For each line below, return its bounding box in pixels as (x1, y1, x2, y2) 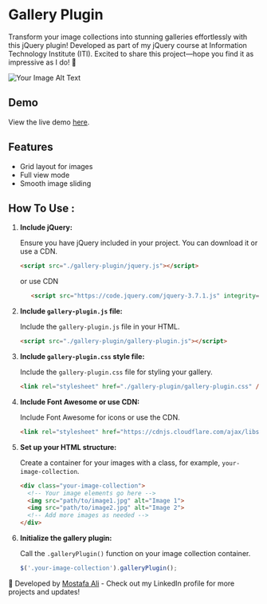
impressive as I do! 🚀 (8, 57, 77, 67)
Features (8, 140, 53, 154)
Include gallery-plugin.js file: (19, 306, 123, 316)
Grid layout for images (19, 161, 93, 171)
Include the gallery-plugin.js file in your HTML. (19, 322, 180, 332)
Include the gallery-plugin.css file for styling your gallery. (19, 367, 213, 377)
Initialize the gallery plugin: (19, 533, 112, 543)
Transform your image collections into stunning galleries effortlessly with (8, 32, 248, 41)
